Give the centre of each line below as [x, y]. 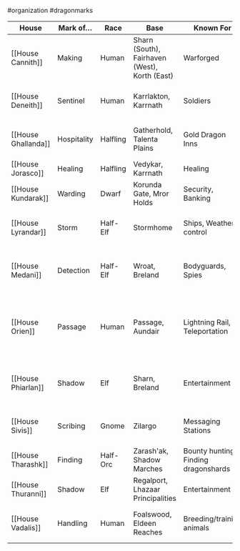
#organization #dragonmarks [50, 10]
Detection [74, 270]
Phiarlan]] [27, 387]
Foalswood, [152, 514]
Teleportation [206, 331]
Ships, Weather [209, 223]
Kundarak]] [30, 198]
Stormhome [153, 228]
